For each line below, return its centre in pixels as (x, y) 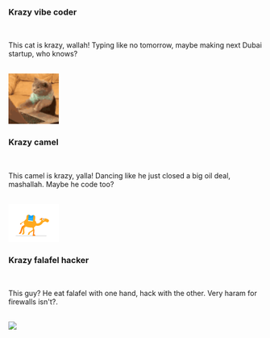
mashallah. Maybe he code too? (61, 184)
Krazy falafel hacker (49, 260)
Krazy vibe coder (43, 12)
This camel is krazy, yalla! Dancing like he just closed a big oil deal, (120, 175)
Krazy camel (33, 142)
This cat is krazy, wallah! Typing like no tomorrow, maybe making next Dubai (135, 45)
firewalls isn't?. (33, 302)
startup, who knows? (43, 54)
